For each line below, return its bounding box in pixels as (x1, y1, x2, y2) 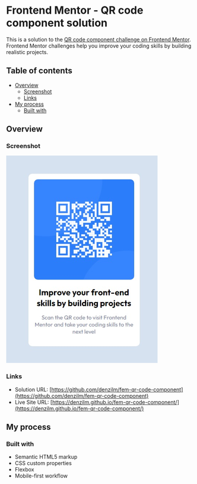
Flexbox (14, 466, 34, 473)
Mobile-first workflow (14, 472, 68, 479)
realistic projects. (6, 48, 49, 55)
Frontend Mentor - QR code (6, 4, 144, 17)
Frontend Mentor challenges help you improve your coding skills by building (6, 42, 192, 49)
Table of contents (6, 66, 72, 76)
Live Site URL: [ (14, 398, 53, 406)
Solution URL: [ (14, 386, 52, 393)
